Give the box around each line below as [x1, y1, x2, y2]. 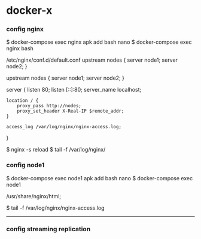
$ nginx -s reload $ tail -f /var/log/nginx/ [6, 146, 106, 153]
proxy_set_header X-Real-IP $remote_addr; [17, 108, 124, 114]
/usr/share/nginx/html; [6, 192, 62, 199]
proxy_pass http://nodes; [17, 103, 82, 109]
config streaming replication [6, 225, 91, 233]
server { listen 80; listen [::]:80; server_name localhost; [6, 86, 142, 93]
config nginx [6, 25, 44, 34]
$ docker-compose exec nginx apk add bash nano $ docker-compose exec [6, 38, 192, 46]
